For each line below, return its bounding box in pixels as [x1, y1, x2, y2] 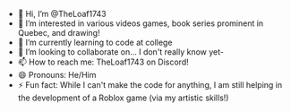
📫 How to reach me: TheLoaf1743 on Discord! [17, 56, 190, 67]
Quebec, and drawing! [17, 28, 100, 38]
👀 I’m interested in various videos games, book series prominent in [17, 18, 264, 29]
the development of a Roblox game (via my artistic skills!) [17, 92, 229, 103]
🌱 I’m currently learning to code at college [17, 37, 173, 47]
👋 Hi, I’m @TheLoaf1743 [17, 9, 107, 19]
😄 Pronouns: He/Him [17, 70, 97, 80]
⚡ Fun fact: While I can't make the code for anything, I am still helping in [17, 80, 283, 90]
